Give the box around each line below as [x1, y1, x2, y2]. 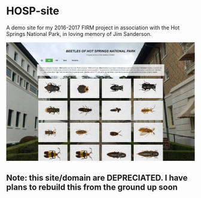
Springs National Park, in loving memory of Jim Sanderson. [6, 30, 152, 37]
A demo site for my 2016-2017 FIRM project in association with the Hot [6, 24, 180, 31]
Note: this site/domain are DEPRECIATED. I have [6, 172, 188, 183]
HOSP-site [6, 4, 60, 18]
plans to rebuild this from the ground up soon [6, 182, 178, 192]
